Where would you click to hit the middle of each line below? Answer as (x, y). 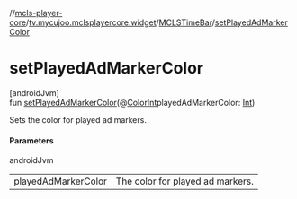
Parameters (31, 140)
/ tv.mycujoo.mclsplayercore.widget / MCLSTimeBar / (121, 22)
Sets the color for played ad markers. (78, 119)
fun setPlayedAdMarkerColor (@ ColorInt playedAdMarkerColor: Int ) (132, 102)
